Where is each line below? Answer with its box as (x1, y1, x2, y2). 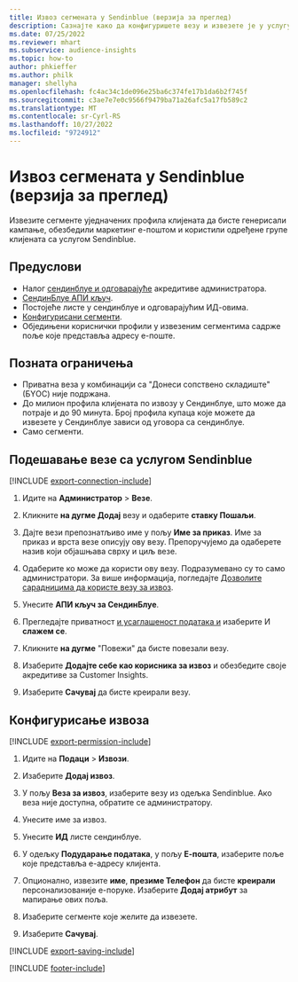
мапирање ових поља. (21, 894, 108, 905)
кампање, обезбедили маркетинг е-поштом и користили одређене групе (9, 224, 288, 235)
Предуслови (9, 259, 82, 275)
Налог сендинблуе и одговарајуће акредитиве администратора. (21, 283, 268, 294)
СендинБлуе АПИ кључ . (21, 292, 114, 302)
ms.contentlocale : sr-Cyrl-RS (9, 112, 122, 121)
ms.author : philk (9, 71, 74, 80)
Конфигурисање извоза (9, 712, 150, 727)
